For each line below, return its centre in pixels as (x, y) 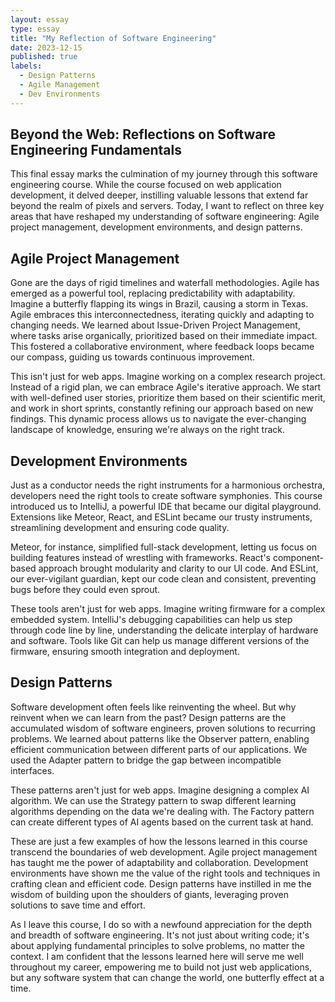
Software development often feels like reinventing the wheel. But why (153, 707)
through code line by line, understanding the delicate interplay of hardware (164, 630)
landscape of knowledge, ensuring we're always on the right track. (147, 430)
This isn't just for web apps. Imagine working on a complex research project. (168, 377)
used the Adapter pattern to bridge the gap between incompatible (146, 760)
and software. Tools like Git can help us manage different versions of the (160, 641)
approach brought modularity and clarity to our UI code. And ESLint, (178, 568)
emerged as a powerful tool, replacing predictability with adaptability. (153, 293)
